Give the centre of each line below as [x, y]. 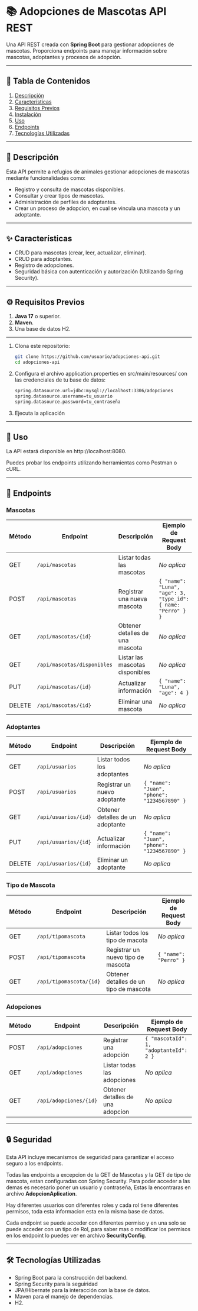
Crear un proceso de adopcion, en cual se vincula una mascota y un [98, 208]
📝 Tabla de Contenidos [48, 81]
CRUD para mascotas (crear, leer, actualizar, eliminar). [80, 253]
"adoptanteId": [166, 1050]
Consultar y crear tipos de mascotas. [60, 195]
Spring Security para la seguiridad [56, 1284]
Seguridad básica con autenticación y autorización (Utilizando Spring [99, 272]
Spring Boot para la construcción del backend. [71, 1277]
